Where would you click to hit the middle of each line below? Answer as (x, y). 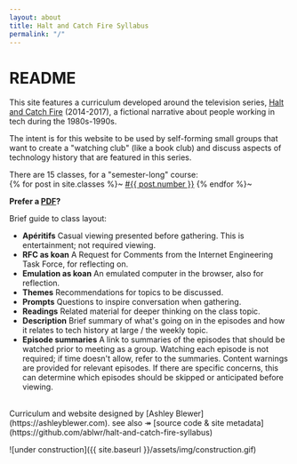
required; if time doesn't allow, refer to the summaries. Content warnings (155, 359)
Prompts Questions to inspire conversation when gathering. (132, 302)
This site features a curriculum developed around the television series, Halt (147, 102)
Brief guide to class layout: (58, 219)
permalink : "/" (37, 34)
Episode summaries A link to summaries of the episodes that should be (153, 340)
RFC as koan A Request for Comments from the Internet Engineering (148, 255)
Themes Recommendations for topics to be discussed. (123, 292)
